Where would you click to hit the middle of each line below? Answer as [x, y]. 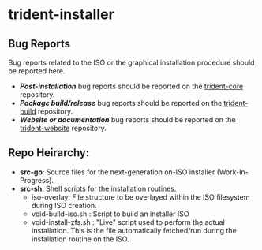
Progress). [36, 180]
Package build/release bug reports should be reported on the [121, 103]
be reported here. [37, 71]
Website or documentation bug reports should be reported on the [127, 119]
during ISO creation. [64, 205]
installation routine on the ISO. [80, 239]
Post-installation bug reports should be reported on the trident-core [131, 86]
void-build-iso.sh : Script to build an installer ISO [110, 214]
